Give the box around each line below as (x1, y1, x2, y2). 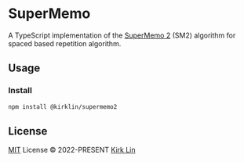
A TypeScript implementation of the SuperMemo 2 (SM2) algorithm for (8, 31, 236, 40)
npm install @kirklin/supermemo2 (8, 103, 118, 110)
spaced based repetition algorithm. (8, 38, 122, 48)
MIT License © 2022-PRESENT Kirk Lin (8, 146, 136, 155)
